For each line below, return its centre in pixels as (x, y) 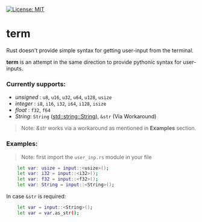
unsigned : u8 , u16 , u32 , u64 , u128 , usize (63, 97)
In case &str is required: (36, 197)
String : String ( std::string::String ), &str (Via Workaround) (86, 116)
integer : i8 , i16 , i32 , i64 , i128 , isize (61, 104)
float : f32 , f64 (33, 110)
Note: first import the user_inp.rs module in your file (86, 157)
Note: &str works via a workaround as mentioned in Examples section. (109, 128)
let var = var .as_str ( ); (48, 213)
